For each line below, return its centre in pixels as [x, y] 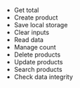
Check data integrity [44, 77]
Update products [38, 62]
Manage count [35, 47]
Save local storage [41, 25]
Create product [36, 17]
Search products [38, 69]
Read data [29, 40]
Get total [26, 10]
